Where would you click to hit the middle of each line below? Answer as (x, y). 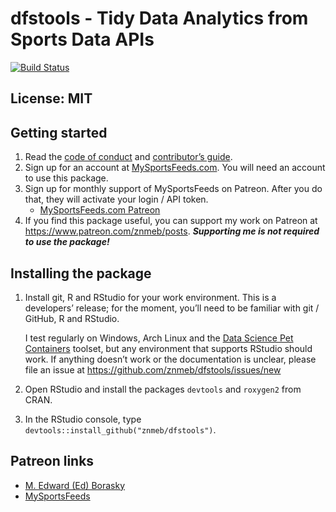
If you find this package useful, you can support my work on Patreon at (171, 221)
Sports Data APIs (82, 39)
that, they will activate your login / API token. (116, 199)
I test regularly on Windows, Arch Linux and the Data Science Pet (159, 338)
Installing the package (81, 273)
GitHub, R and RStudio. (72, 318)
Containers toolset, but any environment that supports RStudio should (168, 348)
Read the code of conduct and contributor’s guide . (128, 157)
